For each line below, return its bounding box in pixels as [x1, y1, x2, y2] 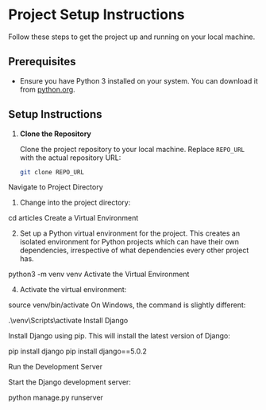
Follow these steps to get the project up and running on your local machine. [8, 32, 256, 41]
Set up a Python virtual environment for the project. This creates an [19, 228, 241, 238]
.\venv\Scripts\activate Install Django [8, 316, 129, 326]
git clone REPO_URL [19, 168, 85, 176]
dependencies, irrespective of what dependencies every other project [19, 245, 249, 256]
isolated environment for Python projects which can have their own [19, 237, 240, 247]
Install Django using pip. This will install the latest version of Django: [8, 331, 230, 341]
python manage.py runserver [8, 392, 103, 403]
